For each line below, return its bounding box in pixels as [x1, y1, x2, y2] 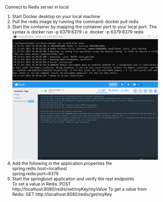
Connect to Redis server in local [5, 4, 69, 10]
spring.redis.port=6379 [12, 171, 59, 177]
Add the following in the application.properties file [12, 160, 113, 167]
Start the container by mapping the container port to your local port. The [12, 24, 157, 30]
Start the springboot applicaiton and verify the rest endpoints [12, 176, 134, 182]
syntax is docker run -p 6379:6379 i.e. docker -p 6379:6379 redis [12, 29, 144, 34]
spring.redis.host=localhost [12, 166, 67, 171]
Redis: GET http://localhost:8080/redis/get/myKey [12, 191, 113, 197]
